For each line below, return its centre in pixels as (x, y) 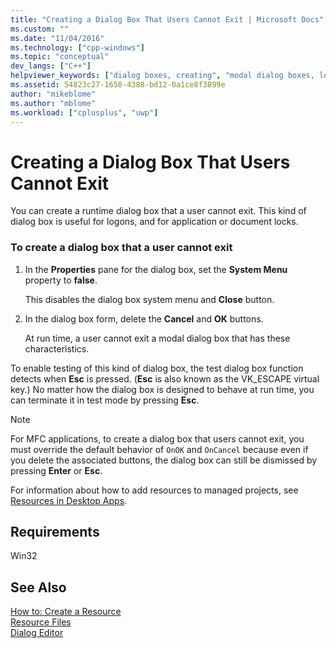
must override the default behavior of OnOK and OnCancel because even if (159, 449)
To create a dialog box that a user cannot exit (121, 248)
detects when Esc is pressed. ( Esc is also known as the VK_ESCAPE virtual (165, 378)
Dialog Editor (37, 633)
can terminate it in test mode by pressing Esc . (105, 400)
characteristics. (57, 348)
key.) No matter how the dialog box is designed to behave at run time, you (162, 389)
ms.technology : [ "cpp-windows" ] (77, 47)
